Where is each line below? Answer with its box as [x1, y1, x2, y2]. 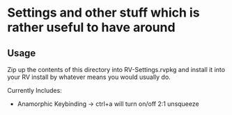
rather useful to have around [7, 19, 176, 35]
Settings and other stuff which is [7, 5, 200, 21]
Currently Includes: [7, 87, 63, 94]
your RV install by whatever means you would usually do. [7, 73, 171, 81]
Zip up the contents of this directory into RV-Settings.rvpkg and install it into [7, 66, 225, 73]
